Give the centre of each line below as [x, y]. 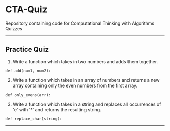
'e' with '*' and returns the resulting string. [57, 109]
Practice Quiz [27, 49]
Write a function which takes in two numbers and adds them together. [85, 61]
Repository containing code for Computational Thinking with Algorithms [80, 23]
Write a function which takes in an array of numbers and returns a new [86, 80]
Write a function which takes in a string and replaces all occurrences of [87, 104]
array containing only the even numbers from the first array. [75, 85]
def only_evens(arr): [28, 95]
